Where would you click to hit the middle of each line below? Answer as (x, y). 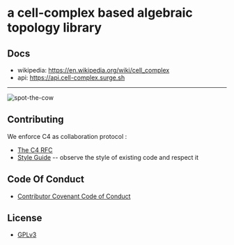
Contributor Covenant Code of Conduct (74, 196)
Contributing (36, 120)
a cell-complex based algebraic (100, 13)
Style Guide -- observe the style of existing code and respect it (108, 157)
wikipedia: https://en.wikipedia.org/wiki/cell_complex (93, 70)
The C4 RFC (35, 150)
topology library (55, 28)
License (25, 218)
